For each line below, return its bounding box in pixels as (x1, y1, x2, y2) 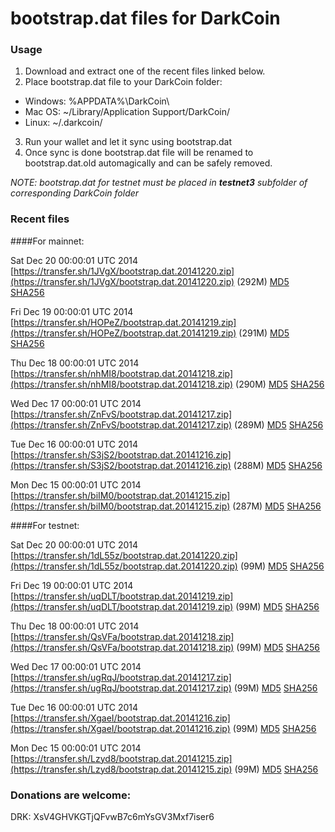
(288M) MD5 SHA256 (233, 459, 323, 471)
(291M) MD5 (238, 327, 290, 339)
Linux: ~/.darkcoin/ (24, 117, 103, 129)
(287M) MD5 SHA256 (232, 500, 322, 512)
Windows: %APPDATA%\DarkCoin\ (24, 95, 170, 107)
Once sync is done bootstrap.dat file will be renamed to (24, 147, 254, 159)
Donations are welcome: (10, 788, 132, 802)
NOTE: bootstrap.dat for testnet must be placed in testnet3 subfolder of (10, 177, 308, 189)
